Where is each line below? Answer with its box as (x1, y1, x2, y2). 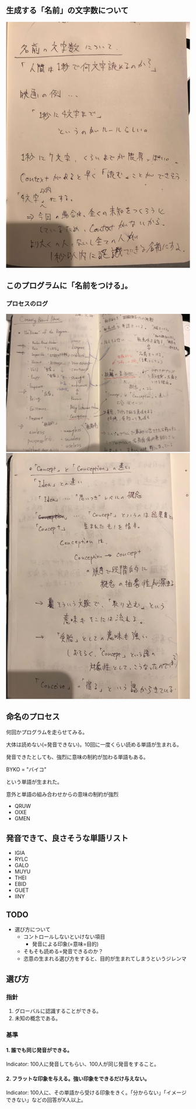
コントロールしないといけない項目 (23, 933, 106, 940)
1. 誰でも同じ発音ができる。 (6, 1046, 73, 1053)
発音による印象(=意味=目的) (32, 940, 99, 947)
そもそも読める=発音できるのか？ (23, 948, 104, 955)
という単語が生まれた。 (6, 778, 62, 785)
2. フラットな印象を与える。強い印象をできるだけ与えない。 (6, 1075, 150, 1082)
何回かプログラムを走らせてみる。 (6, 728, 88, 735)
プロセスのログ (6, 300, 48, 308)
